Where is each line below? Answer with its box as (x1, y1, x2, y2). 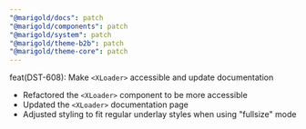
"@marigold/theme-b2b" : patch (9, 38, 125, 48)
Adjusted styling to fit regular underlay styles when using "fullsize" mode (22, 109, 297, 120)
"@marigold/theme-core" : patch (9, 47, 128, 56)
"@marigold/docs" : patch (9, 13, 104, 23)
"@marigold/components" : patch (9, 22, 128, 31)
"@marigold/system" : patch (9, 30, 112, 39)
